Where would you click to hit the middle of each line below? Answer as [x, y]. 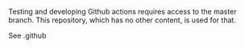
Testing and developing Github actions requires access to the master [122, 12]
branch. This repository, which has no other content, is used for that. [122, 20]
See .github [27, 36]
